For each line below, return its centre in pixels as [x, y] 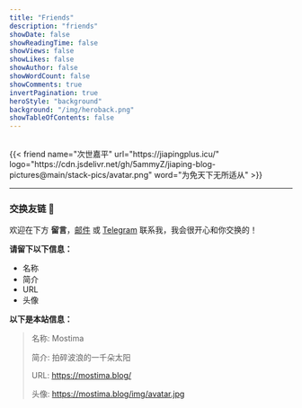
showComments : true [46, 84]
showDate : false [40, 34]
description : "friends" [54, 26]
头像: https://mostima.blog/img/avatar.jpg [108, 394]
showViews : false [42, 51]
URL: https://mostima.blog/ [81, 376]
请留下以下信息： [41, 249]
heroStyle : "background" [56, 101]
